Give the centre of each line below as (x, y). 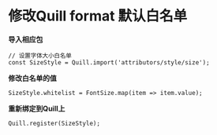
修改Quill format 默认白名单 (98, 16)
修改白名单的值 (32, 78)
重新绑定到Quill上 (37, 108)
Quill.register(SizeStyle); (54, 123)
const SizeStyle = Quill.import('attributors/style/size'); (109, 62)
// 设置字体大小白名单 (40, 56)
